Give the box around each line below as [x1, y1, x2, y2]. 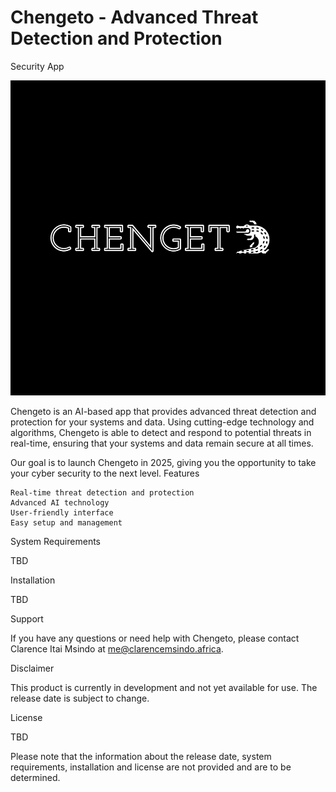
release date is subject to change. [10, 692, 150, 704]
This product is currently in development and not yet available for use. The [10, 681, 318, 693]
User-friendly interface [10, 507, 114, 518]
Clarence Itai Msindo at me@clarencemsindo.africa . [10, 642, 224, 655]
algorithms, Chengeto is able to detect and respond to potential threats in [10, 426, 312, 438]
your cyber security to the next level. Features [10, 467, 200, 479]
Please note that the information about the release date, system [10, 750, 272, 762]
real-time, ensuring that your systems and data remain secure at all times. [10, 437, 314, 449]
